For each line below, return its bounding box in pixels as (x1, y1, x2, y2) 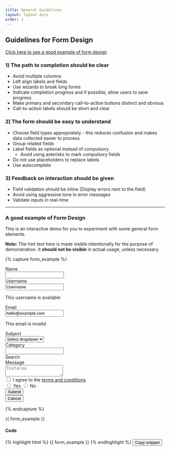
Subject (5, 330, 21, 337)
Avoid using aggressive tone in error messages (12, 192, 111, 198)
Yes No (13, 383, 36, 389)
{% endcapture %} (5, 406, 45, 412)
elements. (5, 231, 26, 237)
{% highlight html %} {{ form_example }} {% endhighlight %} (5, 439, 132, 445)
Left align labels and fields (12, 79, 67, 85)
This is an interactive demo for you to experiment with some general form (5, 226, 158, 232)
